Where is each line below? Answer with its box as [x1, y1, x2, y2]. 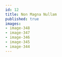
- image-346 [5, 35, 30, 40]
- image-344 [5, 44, 30, 49]
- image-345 [5, 40, 30, 45]
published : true [5, 16, 39, 21]
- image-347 [5, 30, 30, 35]
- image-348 [5, 26, 30, 31]
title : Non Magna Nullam [5, 12, 57, 17]
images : [5, 21, 21, 26]
